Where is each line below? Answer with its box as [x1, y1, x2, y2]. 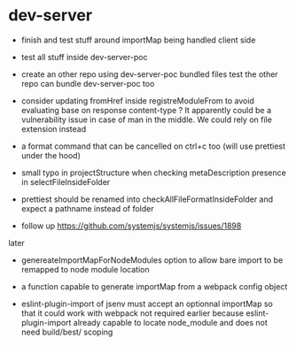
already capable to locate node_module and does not [73, 317, 268, 327]
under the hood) [20, 150, 81, 160]
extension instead [20, 123, 87, 134]
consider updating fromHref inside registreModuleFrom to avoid [20, 95, 254, 106]
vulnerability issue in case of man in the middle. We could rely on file [20, 114, 272, 125]
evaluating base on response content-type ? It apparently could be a [20, 104, 272, 115]
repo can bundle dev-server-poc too [20, 78, 155, 88]
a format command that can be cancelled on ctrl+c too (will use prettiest [20, 141, 285, 151]
